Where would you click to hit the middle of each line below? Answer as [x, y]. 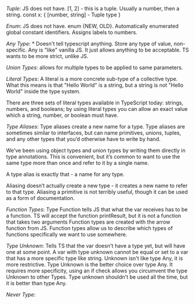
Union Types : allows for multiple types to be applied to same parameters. [95, 67]
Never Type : [21, 295]
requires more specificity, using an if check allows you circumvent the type [97, 271]
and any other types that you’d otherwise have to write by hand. [83, 139]
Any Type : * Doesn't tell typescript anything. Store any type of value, [89, 44]
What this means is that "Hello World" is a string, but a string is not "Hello [95, 85]
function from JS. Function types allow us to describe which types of [90, 228]
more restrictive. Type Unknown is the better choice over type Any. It [90, 264]
